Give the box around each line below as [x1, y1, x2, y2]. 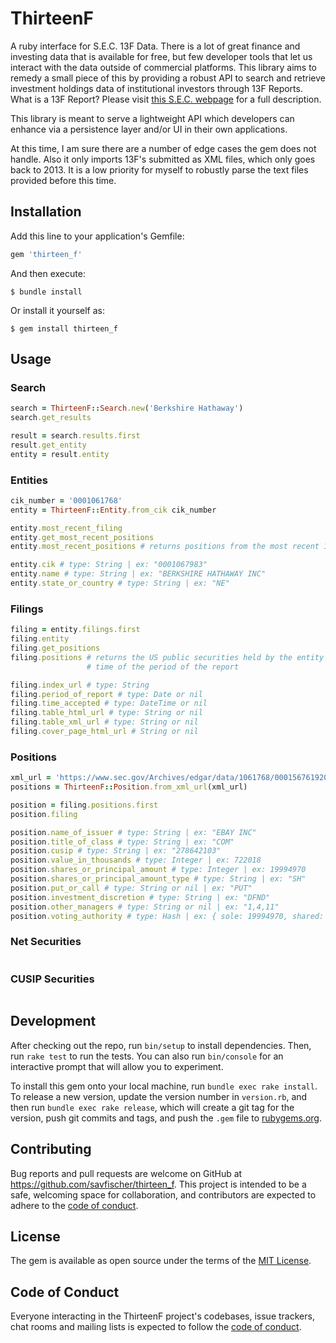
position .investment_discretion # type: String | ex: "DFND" [10, 892, 271, 902]
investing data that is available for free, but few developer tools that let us [10, 50, 313, 62]
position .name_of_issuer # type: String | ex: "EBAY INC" [10, 827, 257, 837]
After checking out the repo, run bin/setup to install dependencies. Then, [10, 1039, 312, 1051]
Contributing [10, 1141, 92, 1158]
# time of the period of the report [86, 662, 240, 672]
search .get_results [10, 413, 92, 423]
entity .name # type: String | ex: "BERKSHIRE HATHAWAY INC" [10, 569, 267, 579]
